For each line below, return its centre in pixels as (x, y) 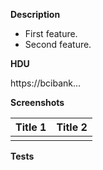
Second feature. (58, 44)
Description (35, 14)
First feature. (51, 33)
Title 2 (72, 127)
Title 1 (31, 127)
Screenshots (37, 102)
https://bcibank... (46, 83)
